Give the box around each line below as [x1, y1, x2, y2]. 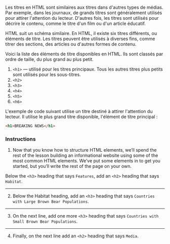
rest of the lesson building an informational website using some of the [12, 152, 158, 159]
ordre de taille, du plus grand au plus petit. [5, 56, 94, 62]
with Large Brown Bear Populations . [12, 198, 90, 204]
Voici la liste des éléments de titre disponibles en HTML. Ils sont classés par [5, 51, 163, 57]
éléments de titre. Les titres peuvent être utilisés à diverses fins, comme [5, 36, 155, 42]
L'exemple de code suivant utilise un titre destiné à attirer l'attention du [5, 109, 153, 114]
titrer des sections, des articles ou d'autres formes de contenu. [5, 41, 137, 47]
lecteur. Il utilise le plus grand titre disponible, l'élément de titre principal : [5, 114, 158, 120]
